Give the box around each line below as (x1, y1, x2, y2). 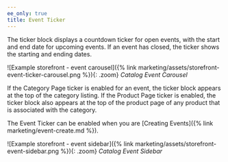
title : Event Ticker (7, 16, 66, 23)
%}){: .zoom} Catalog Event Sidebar (60, 147, 163, 155)
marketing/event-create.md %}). (7, 126, 99, 135)
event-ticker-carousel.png (7, 70, 81, 79)
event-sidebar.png (7, 147, 60, 155)
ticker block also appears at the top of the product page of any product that (7, 98, 220, 106)
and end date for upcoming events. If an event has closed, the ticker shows (7, 43, 220, 51)
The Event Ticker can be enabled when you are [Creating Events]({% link (7, 119, 214, 127)
